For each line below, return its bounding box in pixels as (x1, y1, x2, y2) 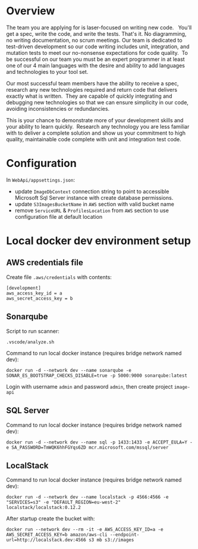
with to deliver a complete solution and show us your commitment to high (6, 129, 186, 137)
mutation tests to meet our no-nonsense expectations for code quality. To (6, 49, 188, 56)
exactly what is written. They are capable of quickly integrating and (6, 92, 172, 100)
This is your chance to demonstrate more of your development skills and (6, 116, 184, 123)
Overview (6, 4, 55, 18)
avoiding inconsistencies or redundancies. (6, 105, 110, 112)
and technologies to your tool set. (6, 68, 89, 75)
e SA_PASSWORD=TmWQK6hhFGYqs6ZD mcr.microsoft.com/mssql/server (6, 444, 169, 451)
